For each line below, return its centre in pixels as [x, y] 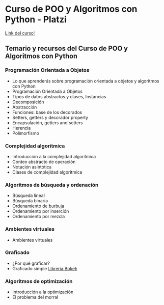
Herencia [21, 128]
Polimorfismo [26, 133]
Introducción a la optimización [43, 292]
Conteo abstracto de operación [44, 162]
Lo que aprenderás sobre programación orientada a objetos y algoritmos [86, 81]
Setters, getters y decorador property [50, 117]
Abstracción [25, 107]
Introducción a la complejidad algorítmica [54, 156]
